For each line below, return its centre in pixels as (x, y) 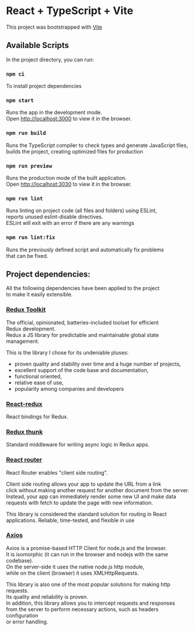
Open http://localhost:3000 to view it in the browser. (69, 119)
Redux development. (31, 329)
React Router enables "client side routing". (57, 472)
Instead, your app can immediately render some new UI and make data (91, 496)
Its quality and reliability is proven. (47, 596)
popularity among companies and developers (69, 388)
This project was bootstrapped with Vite (54, 27)
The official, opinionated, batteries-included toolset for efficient (82, 322)
